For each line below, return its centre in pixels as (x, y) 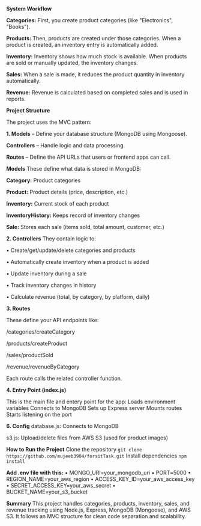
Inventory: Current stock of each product (58, 203)
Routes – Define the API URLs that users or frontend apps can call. (88, 157)
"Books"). (18, 27)
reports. (16, 99)
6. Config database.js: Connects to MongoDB (62, 426)
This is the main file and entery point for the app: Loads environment (91, 402)
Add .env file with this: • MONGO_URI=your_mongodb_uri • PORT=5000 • (99, 472)
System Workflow (29, 9)
